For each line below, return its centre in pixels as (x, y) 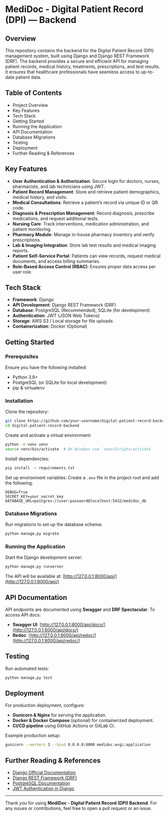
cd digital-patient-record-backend (42, 426)
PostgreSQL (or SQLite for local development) (59, 382)
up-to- (147, 72)
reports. (20, 250)
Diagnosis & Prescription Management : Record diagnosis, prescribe (83, 213)
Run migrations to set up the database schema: (54, 525)
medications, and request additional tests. (55, 218)
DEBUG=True (16, 492)
